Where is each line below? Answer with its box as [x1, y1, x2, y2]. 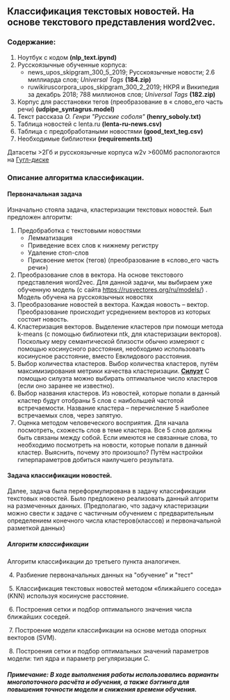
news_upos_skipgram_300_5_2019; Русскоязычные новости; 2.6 [27, 67, 215, 76]
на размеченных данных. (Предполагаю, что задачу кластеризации [7, 502, 209, 510]
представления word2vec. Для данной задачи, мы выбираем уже [17, 278, 213, 286]
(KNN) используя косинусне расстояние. [7, 591, 129, 600]
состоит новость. [17, 315, 69, 323]
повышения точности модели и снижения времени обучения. [7, 685, 197, 693]
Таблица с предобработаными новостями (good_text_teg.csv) [17, 127, 204, 135]
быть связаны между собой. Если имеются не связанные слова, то [17, 433, 217, 441]
